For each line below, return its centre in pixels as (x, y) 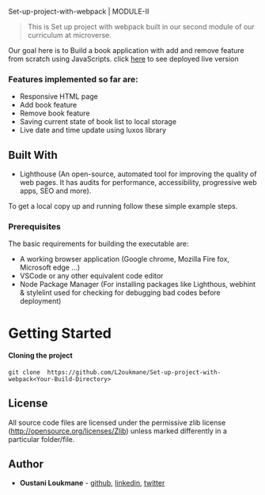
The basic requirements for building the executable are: (98, 244)
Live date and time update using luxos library (93, 130)
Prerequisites (34, 227)
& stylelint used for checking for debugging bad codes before (120, 293)
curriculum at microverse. (70, 35)
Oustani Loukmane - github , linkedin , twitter (92, 483)
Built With (33, 155)
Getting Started (60, 333)
